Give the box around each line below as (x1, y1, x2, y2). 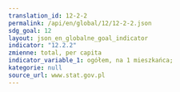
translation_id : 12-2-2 (8, 11, 88, 20)
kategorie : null (8, 64, 62, 72)
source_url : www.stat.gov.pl (8, 71, 106, 79)
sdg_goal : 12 (8, 26, 52, 34)
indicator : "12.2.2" (8, 42, 78, 50)
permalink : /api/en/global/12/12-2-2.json (8, 19, 152, 27)
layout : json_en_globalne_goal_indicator (8, 34, 149, 42)
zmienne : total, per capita (8, 49, 102, 57)
